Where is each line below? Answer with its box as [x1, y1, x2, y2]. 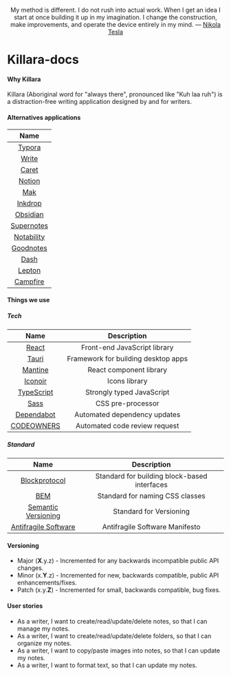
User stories [7, 602, 43, 610]
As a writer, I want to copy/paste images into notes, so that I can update [16, 646, 221, 655]
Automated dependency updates [74, 410, 181, 419]
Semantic [27, 503, 58, 512]
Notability [13, 232, 45, 242]
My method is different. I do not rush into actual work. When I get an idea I [10, 6, 221, 14]
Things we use [7, 296, 50, 304]
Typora [18, 142, 41, 152]
